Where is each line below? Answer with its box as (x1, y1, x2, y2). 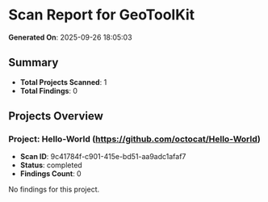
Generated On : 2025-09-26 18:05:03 (8, 32, 132, 42)
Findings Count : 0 (19, 169, 82, 179)
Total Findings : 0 (19, 86, 78, 95)
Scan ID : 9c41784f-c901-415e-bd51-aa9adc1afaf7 (19, 152, 186, 162)
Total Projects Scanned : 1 (19, 77, 107, 86)
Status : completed (19, 160, 82, 170)
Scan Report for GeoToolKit (8, 6, 195, 24)
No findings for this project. (8, 184, 99, 195)
